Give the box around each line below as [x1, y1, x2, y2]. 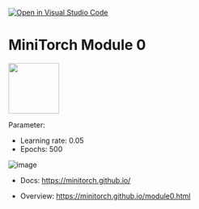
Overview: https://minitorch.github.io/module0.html [19, 190, 192, 201]
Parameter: [8, 119, 46, 129]
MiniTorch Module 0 [8, 36, 146, 54]
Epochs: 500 [19, 144, 63, 153]
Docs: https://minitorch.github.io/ [19, 175, 131, 185]
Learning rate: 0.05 [19, 136, 84, 145]
